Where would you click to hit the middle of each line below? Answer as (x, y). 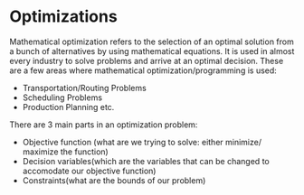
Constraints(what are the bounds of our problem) (114, 180)
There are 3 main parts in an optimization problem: (104, 125)
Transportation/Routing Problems (84, 88)
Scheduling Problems (62, 97)
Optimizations (63, 17)
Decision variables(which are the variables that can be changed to (146, 161)
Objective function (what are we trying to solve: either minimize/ (142, 142)
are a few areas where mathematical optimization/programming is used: (143, 70)
